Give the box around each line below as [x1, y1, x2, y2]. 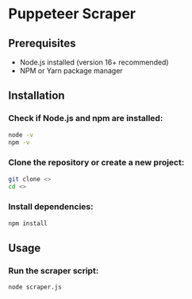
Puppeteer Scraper [8, 5, 136, 23]
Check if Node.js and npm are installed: [8, 113, 163, 124]
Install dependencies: [8, 201, 94, 212]
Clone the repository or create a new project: [8, 157, 185, 168]
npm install [8, 219, 48, 227]
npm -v [8, 138, 30, 146]
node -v [8, 130, 34, 139]
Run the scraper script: [8, 265, 99, 276]
